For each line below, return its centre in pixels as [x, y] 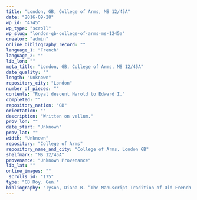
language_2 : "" [25, 56]
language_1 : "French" [33, 50]
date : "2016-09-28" [30, 17]
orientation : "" [26, 111]
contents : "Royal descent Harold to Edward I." [66, 94]
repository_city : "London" [39, 83]
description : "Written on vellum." [50, 116]
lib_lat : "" [21, 166]
